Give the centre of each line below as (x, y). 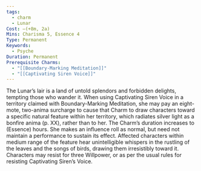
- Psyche (23, 51)
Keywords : (19, 46)
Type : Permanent (27, 40)
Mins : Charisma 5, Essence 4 (43, 34)
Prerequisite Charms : (34, 62)
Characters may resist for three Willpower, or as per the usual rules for (94, 155)
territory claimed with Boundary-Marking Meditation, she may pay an (92, 104)
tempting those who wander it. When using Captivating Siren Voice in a (95, 97)
